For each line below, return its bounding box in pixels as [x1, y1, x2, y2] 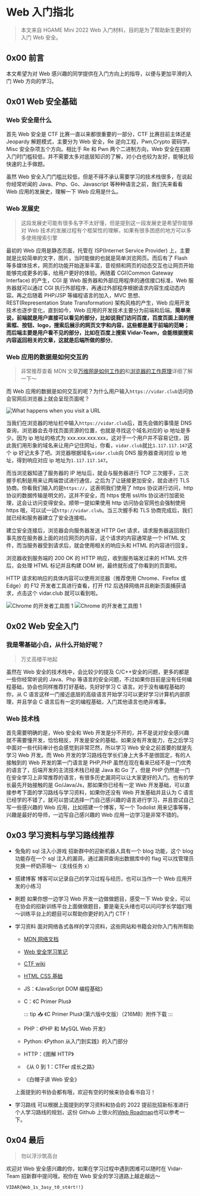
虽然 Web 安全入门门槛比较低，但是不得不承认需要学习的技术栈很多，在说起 [6, 173, 192, 180]
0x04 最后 [6, 1135, 45, 1145]
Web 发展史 [6, 204, 40, 213]
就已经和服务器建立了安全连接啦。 [6, 514, 90, 521]
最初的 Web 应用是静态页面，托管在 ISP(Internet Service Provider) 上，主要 [6, 247, 190, 254]
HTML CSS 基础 [23, 972, 63, 979]
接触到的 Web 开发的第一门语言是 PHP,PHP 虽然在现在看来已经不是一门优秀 [6, 759, 192, 766]
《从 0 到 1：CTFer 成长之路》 [23, 1063, 98, 1070]
